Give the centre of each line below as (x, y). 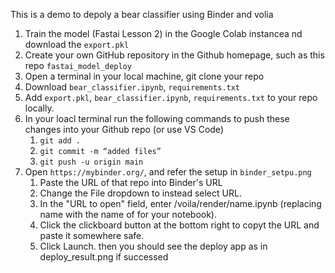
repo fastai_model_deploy (78, 65)
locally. (39, 108)
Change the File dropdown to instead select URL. (140, 193)
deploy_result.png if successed (104, 257)
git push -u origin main (91, 162)
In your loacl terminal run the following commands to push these (157, 118)
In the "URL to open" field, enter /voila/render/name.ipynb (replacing (180, 203)
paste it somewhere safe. (92, 235)
